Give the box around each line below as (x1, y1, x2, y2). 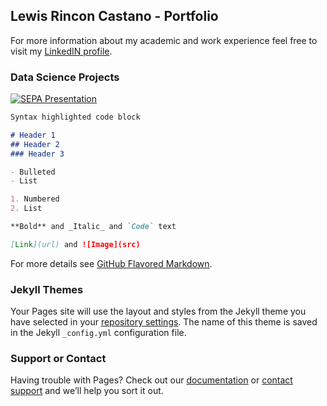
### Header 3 (10, 149, 65, 159)
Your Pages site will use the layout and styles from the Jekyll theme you (10, 305, 307, 318)
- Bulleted (10, 167, 56, 177)
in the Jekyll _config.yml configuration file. (10, 327, 187, 339)
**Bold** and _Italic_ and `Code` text (10, 222, 177, 232)
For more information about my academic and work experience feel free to (10, 34, 318, 46)
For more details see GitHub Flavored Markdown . (10, 257, 213, 269)
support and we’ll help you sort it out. (10, 385, 164, 397)
